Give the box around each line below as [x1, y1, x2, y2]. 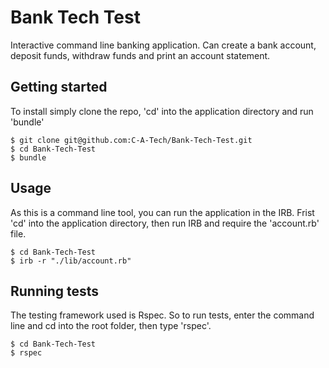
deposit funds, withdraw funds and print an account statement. [10, 49, 271, 61]
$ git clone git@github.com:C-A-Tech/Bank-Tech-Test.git [10, 135, 253, 145]
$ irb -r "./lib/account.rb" [10, 256, 132, 266]
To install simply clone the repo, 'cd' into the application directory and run [10, 105, 314, 117]
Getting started [10, 79, 108, 96]
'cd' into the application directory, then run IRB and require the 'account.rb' [10, 217, 320, 229]
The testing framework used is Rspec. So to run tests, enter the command [10, 309, 315, 321]
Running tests [10, 282, 100, 300]
